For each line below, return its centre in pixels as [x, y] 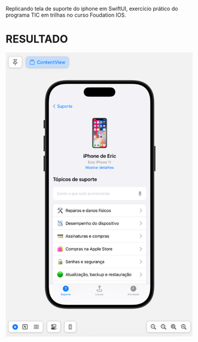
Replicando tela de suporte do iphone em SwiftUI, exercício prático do [92, 9]
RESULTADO [37, 39]
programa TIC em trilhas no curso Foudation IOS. [66, 15]
